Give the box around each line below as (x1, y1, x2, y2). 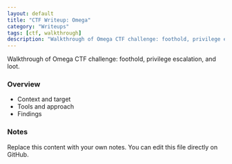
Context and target (17, 95, 71, 104)
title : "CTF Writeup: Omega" (7, 17, 91, 24)
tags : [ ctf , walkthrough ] (7, 29, 81, 37)
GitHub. (7, 150, 29, 158)
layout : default (7, 10, 54, 17)
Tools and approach (17, 102, 75, 111)
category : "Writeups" (7, 23, 70, 30)
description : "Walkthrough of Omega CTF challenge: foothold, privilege (7, 36, 221, 43)
